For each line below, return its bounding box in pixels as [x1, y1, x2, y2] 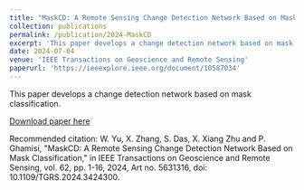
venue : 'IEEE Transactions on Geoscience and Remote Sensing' [9, 55, 249, 64]
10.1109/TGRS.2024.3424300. [9, 171, 120, 182]
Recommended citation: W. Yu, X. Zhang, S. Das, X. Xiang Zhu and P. [9, 133, 266, 144]
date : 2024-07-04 [9, 47, 75, 56]
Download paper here [9, 115, 90, 127]
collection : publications [9, 22, 107, 31]
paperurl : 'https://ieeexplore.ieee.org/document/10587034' [9, 64, 242, 73]
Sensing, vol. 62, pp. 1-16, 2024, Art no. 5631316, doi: [9, 162, 208, 173]
